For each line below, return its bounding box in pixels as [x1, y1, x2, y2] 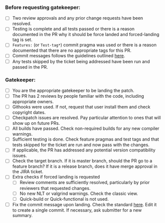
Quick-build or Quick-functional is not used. [19, 196, 109, 202]
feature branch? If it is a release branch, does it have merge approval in [12, 163, 158, 169]
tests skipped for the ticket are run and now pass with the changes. [12, 142, 150, 148]
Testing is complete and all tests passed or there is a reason [12, 26, 135, 32]
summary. [12, 212, 33, 218]
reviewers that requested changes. [19, 185, 91, 191]
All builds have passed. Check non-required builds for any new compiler [12, 125, 160, 132]
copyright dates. [12, 110, 46, 115]
